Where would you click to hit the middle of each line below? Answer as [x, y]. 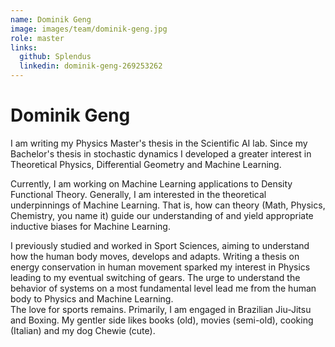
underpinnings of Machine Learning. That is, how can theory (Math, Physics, [168, 205]
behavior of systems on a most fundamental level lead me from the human [163, 288]
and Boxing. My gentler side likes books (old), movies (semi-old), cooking [162, 320]
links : [24, 47]
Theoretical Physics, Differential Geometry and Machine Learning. [146, 164]
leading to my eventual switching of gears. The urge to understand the [155, 277]
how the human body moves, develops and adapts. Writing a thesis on [155, 256]
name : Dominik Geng [51, 19]
